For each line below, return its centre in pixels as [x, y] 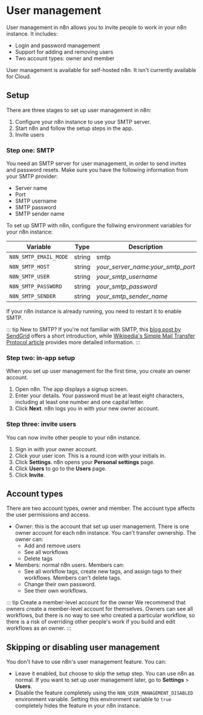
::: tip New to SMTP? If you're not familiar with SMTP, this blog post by [94, 330]
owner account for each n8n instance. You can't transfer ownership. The [105, 533]
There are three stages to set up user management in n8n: [79, 110]
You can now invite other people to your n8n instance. [73, 437]
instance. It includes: [32, 33]
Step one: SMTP [31, 150]
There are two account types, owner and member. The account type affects [101, 508]
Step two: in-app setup [41, 357]
